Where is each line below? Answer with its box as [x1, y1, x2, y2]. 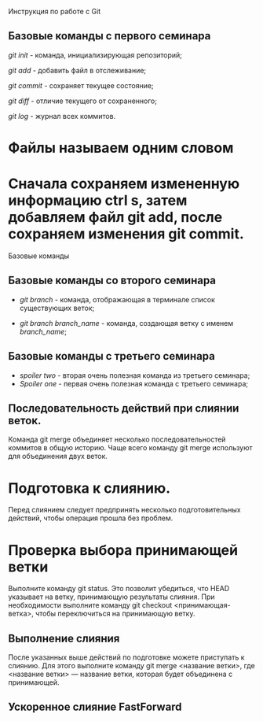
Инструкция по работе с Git [8, 7, 101, 16]
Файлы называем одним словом [8, 139, 234, 157]
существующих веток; [19, 303, 95, 312]
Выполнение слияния [8, 631, 120, 645]
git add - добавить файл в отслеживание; [8, 65, 147, 75]
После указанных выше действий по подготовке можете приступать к [8, 653, 245, 662]
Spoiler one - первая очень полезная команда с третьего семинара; [19, 379, 249, 388]
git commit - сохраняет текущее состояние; [8, 80, 155, 90]
